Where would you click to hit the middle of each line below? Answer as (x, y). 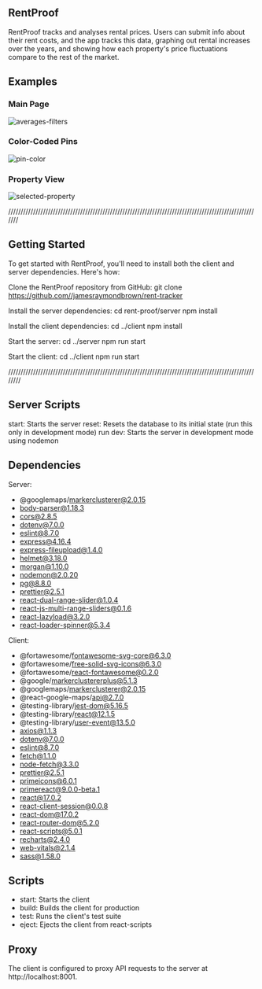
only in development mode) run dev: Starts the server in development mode (131, 432)
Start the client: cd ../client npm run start (74, 356)
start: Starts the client (55, 899)
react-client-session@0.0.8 (64, 806)
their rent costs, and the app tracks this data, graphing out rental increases (129, 40)
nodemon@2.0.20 (49, 574)
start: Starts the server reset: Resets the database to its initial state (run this (131, 423)
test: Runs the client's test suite (70, 917)
